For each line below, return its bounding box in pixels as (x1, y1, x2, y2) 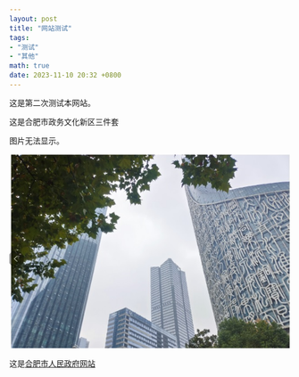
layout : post (9, 14, 58, 23)
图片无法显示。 (9, 135, 64, 146)
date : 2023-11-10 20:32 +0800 (9, 71, 122, 80)
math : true (9, 61, 50, 70)
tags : (9, 33, 29, 42)
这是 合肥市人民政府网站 (9, 357, 96, 369)
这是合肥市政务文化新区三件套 (9, 116, 119, 127)
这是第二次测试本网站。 (9, 97, 96, 108)
